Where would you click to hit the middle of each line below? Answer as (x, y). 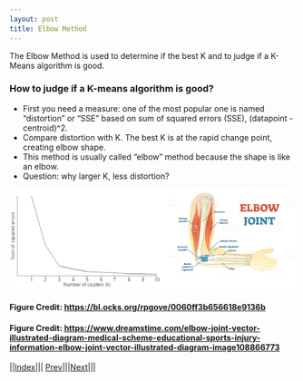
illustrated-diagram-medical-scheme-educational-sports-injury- (135, 337)
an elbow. (40, 166)
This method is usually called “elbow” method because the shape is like (156, 156)
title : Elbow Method (49, 29)
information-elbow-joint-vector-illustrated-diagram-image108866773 (145, 347)
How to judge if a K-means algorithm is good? (112, 89)
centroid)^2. (45, 128)
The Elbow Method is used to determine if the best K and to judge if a (139, 55)
